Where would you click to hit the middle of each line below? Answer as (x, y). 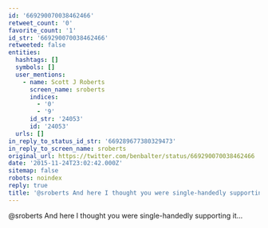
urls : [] (30, 133)
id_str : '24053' (56, 119)
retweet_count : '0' (41, 23)
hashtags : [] (37, 60)
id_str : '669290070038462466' (59, 38)
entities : (25, 52)
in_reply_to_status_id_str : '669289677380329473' (93, 141)
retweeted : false (37, 45)
